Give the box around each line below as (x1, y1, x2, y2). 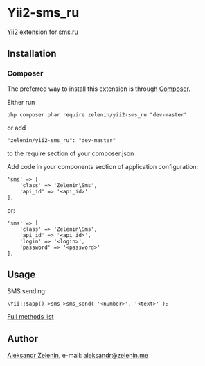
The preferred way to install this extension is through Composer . (7, 85, 190, 93)
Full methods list (7, 313, 54, 321)
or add (7, 123, 26, 132)
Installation (7, 48, 57, 60)
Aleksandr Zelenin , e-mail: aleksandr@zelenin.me (7, 351, 149, 360)
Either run (7, 98, 35, 106)
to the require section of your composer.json (7, 149, 134, 157)
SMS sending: (7, 287, 47, 295)
